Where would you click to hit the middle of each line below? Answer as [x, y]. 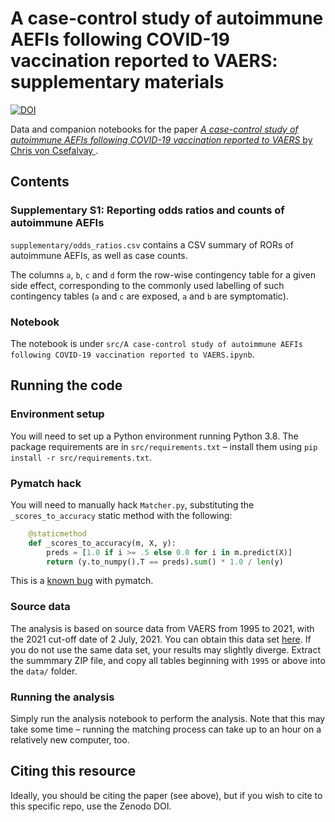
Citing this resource [73, 771]
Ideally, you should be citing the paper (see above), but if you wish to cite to [166, 795]
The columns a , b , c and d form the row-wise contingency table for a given [163, 274]
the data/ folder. [44, 671]
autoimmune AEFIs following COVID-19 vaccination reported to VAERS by [161, 139]
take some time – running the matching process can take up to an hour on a [166, 729]
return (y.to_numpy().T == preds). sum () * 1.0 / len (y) [165, 562]
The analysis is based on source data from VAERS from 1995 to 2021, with [162, 628]
